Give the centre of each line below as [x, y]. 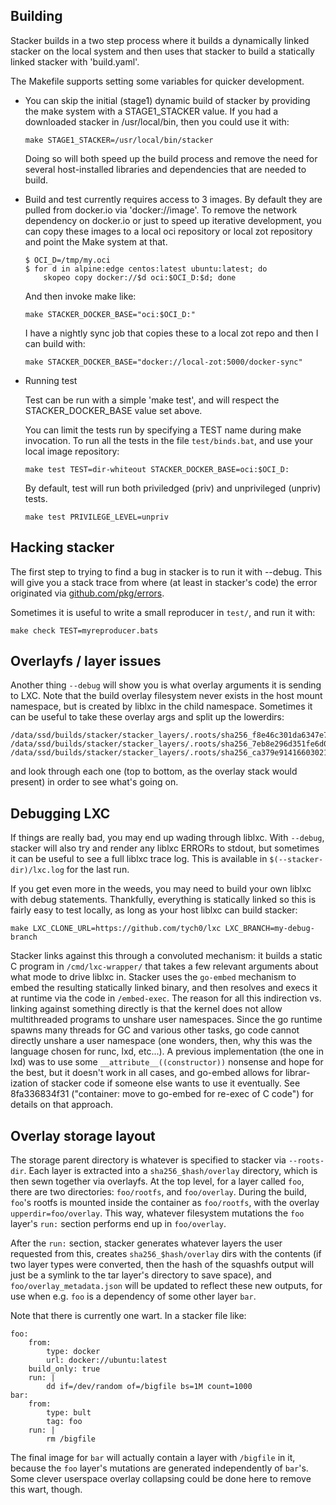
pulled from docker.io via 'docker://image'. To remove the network [161, 210]
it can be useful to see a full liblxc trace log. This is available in [139, 859]
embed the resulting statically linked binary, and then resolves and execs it [164, 988]
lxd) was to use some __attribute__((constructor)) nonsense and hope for [167, 1062]
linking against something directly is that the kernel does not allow [146, 1009]
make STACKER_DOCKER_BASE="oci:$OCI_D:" [110, 314]
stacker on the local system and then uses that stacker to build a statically [162, 51]
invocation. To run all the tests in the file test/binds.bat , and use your [168, 440]
